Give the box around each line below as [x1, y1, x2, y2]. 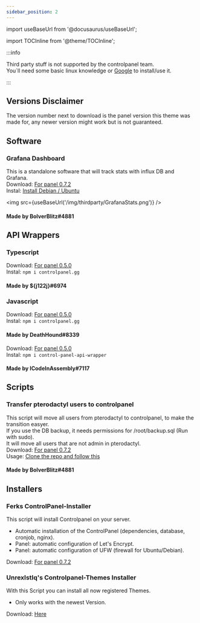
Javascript [6, 297, 39, 305]
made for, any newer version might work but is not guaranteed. [6, 118, 163, 126]
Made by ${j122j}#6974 [6, 282, 67, 289]
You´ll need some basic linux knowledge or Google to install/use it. [6, 67, 172, 74]
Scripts [6, 382, 34, 392]
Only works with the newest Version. [15, 599, 107, 606]
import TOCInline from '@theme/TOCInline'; [6, 37, 115, 44]
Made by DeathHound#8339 [6, 331, 80, 338]
